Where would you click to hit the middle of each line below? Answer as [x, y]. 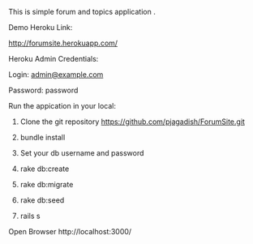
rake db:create [45, 169]
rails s [30, 216]
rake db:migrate [47, 184]
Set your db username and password [82, 153]
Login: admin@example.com [56, 75]
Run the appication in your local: [62, 106]
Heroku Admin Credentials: [54, 59]
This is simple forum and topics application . [82, 12]
